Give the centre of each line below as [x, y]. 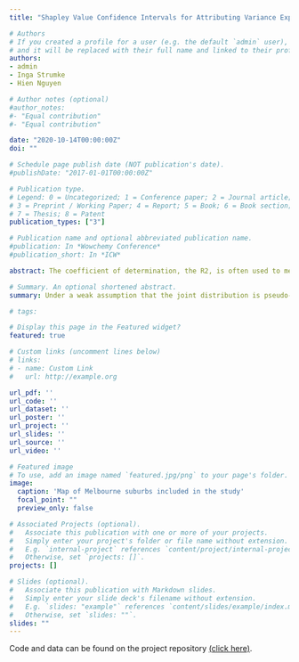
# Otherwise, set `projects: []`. [77, 558]
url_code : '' [33, 401]
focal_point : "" [47, 500]
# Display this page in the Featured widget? [95, 327]
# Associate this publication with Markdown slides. [113, 590]
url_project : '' [39, 426]
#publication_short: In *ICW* [65, 255]
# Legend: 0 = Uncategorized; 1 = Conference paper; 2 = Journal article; [151, 197]
